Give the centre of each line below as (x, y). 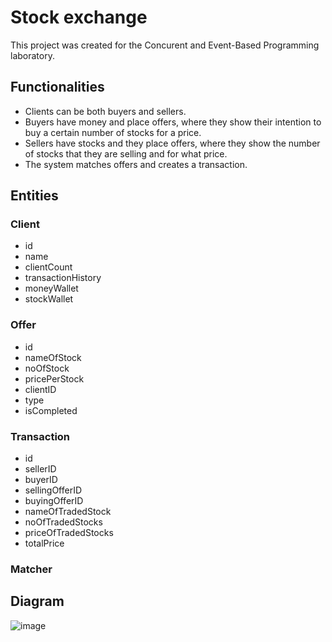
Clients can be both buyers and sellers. (105, 111)
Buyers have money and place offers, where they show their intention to (173, 122)
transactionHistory (63, 278)
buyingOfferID (54, 501)
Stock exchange (79, 17)
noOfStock (47, 368)
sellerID (40, 469)
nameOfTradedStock (68, 512)
